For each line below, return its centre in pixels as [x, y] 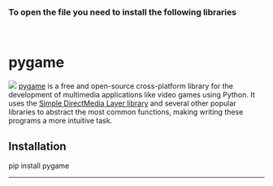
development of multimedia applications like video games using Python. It [132, 95]
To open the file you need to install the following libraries [123, 12]
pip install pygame [39, 166]
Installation [37, 146]
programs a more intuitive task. [61, 121]
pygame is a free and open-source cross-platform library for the [126, 86]
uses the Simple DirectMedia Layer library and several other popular [123, 103]
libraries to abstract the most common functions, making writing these [126, 112]
